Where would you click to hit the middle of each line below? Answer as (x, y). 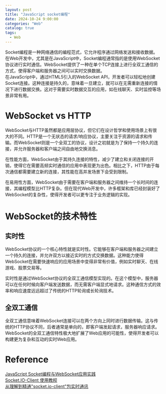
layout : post (19, 10)
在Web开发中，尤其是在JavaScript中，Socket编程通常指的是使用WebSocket (83, 58)
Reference (27, 359)
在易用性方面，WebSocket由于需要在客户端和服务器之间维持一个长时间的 (80, 182)
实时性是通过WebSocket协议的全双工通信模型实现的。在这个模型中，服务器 (82, 278)
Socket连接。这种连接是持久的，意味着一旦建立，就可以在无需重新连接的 (79, 83)
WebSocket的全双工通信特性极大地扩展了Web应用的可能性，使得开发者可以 (82, 333)
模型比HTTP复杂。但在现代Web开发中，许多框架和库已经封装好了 (93, 188)
